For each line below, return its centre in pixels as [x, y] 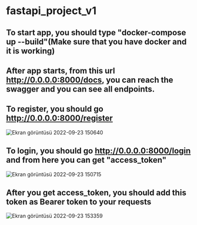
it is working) [31, 51]
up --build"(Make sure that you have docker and [96, 41]
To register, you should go [55, 109]
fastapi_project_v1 [51, 11]
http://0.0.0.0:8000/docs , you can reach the [90, 80]
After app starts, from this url [61, 71]
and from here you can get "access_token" [86, 160]
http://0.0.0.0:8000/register [59, 118]
